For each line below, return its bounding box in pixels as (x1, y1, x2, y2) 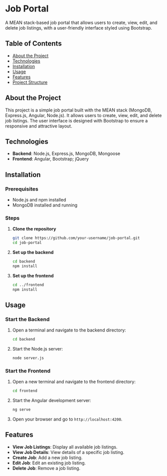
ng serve (12, 407, 31, 412)
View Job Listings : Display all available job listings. (12, 443, 118, 450)
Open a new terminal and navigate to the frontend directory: (12, 378, 136, 385)
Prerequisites (5, 185, 38, 192)
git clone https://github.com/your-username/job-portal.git (12, 235, 140, 240)
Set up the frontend (12, 272, 54, 278)
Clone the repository (12, 226, 56, 232)
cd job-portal (12, 240, 42, 245)
